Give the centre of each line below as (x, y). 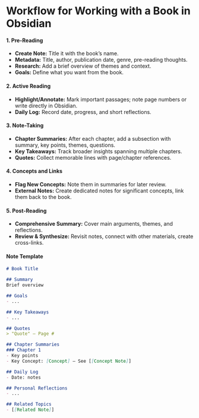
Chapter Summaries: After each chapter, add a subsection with (93, 138)
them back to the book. (43, 197)
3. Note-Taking (25, 125)
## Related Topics (29, 404)
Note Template (25, 256)
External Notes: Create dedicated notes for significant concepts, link (99, 191)
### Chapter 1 (24, 350)
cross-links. (29, 243)
